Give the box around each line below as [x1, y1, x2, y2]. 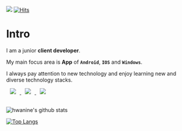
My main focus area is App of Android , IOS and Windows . [6, 58, 143, 65]
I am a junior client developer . [6, 46, 81, 54]
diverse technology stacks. [6, 76, 73, 83]
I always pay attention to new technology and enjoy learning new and [6, 70, 177, 77]
